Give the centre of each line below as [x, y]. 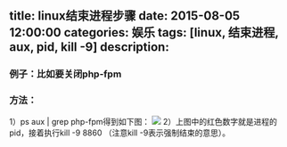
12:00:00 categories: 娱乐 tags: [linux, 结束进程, [144, 33]
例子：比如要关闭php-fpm [66, 74]
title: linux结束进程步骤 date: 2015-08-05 [125, 16]
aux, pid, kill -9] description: [89, 47]
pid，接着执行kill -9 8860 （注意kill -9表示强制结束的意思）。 [120, 133]
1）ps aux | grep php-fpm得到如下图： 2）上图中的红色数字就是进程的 [143, 121]
